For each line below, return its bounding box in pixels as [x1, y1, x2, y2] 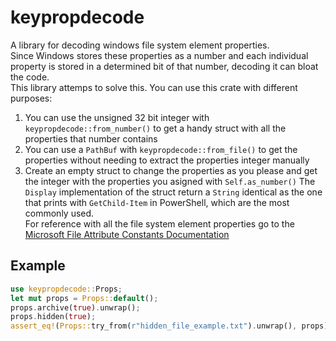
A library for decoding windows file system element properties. [10, 39, 270, 51]
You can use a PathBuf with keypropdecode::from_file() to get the [24, 143, 298, 155]
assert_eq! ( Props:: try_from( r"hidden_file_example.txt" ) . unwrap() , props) [10, 321, 329, 331]
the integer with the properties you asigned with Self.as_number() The [24, 175, 316, 187]
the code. [10, 71, 50, 83]
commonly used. [24, 207, 95, 219]
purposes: [10, 92, 53, 104]
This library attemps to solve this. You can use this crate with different [10, 81, 298, 93]
